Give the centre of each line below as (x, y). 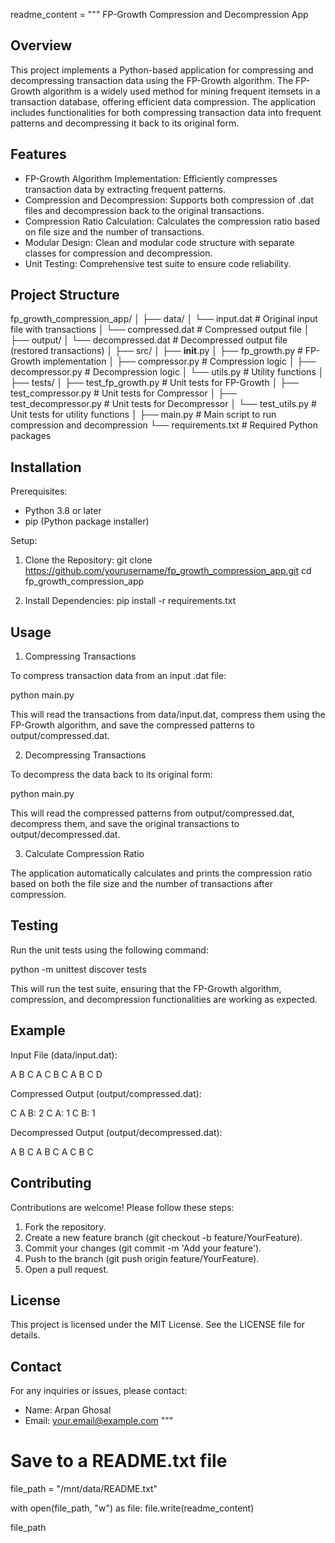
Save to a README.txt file (119, 1461)
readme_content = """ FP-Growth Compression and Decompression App (159, 14)
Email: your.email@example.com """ (99, 1421)
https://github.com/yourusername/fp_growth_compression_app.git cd (168, 571)
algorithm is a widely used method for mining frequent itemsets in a (181, 91)
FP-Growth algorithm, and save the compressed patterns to (132, 725)
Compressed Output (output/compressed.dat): (106, 1093)
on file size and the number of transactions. (114, 231)
